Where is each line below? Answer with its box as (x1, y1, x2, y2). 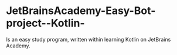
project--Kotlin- (6, 16, 85, 30)
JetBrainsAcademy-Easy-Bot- (6, 4, 156, 18)
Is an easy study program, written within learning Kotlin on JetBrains (6, 36, 171, 43)
